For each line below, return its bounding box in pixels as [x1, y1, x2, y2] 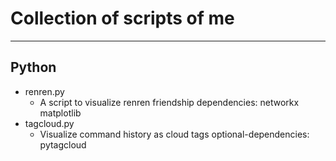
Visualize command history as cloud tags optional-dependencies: [39, 128, 310, 140]
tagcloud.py [24, 117, 75, 129]
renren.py [24, 85, 65, 97]
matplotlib [39, 107, 82, 119]
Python [10, 59, 57, 76]
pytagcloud [39, 138, 87, 151]
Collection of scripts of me [10, 7, 235, 30]
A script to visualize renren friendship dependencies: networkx [39, 96, 300, 108]
